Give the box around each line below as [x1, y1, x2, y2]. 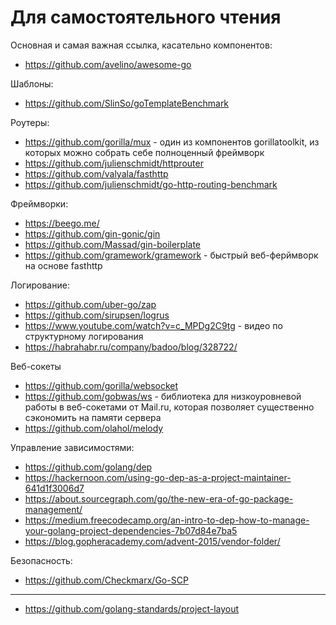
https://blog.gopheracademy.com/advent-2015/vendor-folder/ [24, 535, 281, 547]
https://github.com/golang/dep [24, 461, 153, 473]
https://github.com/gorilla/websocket [24, 379, 179, 391]
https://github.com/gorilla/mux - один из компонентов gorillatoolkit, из [24, 136, 320, 148]
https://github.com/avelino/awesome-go [24, 58, 192, 70]
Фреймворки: [10, 197, 69, 210]
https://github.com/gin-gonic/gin [24, 227, 161, 240]
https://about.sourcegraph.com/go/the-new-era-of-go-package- [24, 492, 294, 505]
